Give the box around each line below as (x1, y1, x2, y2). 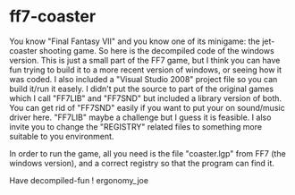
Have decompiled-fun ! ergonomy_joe (9, 174, 149, 185)
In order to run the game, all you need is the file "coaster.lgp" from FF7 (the (9, 148, 286, 158)
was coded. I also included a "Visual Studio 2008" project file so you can (9, 73, 278, 84)
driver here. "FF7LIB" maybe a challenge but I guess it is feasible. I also (9, 112, 272, 123)
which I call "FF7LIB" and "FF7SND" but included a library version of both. (9, 92, 282, 104)
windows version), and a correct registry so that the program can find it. (9, 157, 275, 168)
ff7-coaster (9, 6, 97, 27)
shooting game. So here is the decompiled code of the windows (38, 45, 274, 55)
